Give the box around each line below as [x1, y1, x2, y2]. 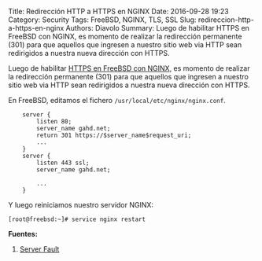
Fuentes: [8, 230, 38, 238]
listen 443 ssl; [36, 159, 90, 167]
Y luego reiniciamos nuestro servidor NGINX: [8, 200, 154, 209]
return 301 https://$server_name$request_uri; [36, 131, 192, 139]
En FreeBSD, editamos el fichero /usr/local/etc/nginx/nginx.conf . [8, 96, 226, 105]
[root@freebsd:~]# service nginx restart [8, 215, 146, 223]
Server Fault [19, 244, 60, 254]
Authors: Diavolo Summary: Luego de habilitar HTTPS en [65, 24, 250, 32]
